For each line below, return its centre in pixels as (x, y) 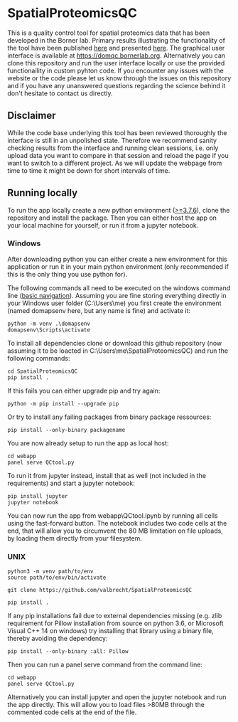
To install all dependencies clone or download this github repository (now (115, 343)
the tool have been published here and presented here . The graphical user (116, 48)
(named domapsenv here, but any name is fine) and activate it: (99, 310)
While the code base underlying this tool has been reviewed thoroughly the (117, 132)
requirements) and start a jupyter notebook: (71, 483)
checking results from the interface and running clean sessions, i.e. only (113, 148)
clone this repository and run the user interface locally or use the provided (116, 63)
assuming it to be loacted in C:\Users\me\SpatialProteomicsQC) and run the (118, 351)
